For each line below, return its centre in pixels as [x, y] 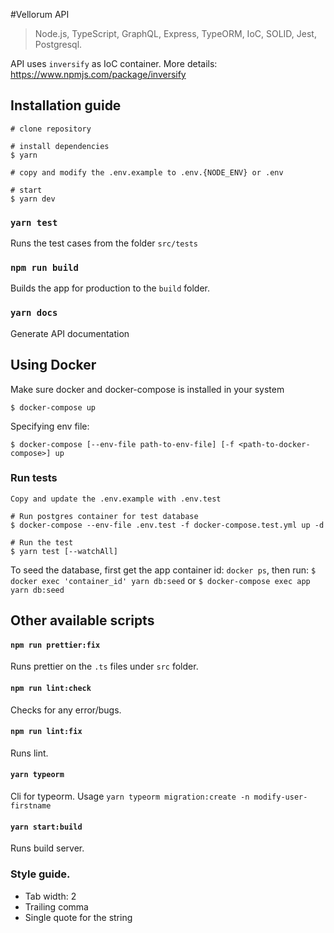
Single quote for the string [78, 917]
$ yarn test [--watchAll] [64, 551]
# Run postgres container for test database [104, 516]
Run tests [34, 478]
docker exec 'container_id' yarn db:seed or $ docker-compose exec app [160, 580]
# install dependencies [60, 146]
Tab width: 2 [50, 896]
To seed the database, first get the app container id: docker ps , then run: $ [163, 570]
